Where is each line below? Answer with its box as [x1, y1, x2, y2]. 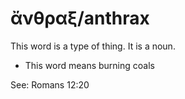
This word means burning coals [24, 59, 155, 71]
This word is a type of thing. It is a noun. [10, 40, 176, 52]
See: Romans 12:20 [10, 78, 90, 91]
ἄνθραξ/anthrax [10, 7, 150, 30]
